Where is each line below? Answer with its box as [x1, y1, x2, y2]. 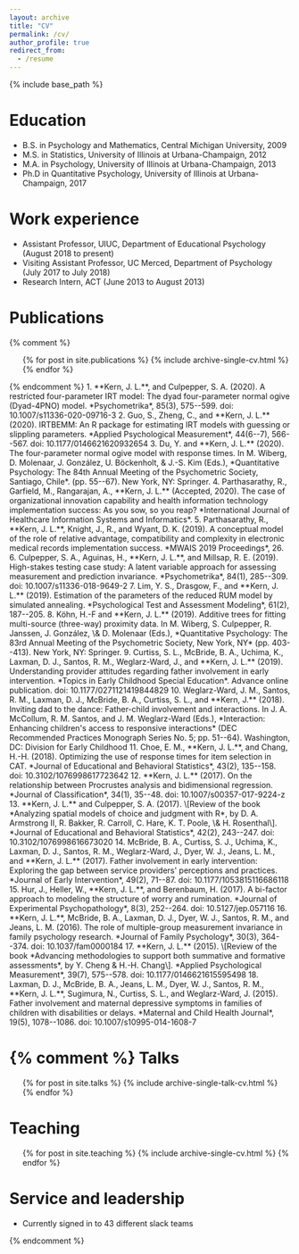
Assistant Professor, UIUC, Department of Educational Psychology [21, 238, 266, 249]
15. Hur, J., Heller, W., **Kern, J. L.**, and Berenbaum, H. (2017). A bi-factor [9, 884, 287, 894]
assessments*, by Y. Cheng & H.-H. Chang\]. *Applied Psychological [9, 959, 262, 970]
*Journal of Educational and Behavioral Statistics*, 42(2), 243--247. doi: [9, 826, 275, 837]
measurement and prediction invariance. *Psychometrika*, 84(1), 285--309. [9, 570, 288, 581]
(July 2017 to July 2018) [21, 267, 111, 278]
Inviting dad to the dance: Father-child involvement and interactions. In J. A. [9, 703, 287, 714]
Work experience [9, 209, 140, 229]
